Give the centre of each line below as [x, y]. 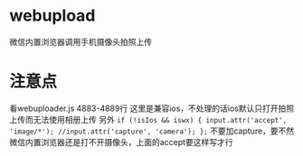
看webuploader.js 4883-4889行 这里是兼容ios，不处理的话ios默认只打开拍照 [152, 108]
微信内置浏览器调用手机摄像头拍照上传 [80, 41]
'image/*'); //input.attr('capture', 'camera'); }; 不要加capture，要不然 [152, 131]
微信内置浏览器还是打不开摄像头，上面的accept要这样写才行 [121, 142]
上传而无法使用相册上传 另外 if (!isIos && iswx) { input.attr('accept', [148, 119]
